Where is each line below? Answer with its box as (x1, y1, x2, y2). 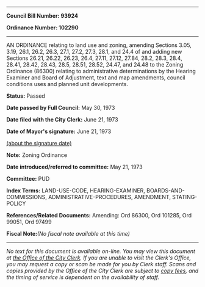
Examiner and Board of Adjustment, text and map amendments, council (6, 74, 185, 81)
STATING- (171, 194, 198, 200)
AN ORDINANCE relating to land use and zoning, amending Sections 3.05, (6, 42, 192, 49)
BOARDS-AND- (146, 187, 185, 194)
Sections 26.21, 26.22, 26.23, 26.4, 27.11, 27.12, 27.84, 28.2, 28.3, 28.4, (6, 54, 182, 62)
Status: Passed (6, 92, 46, 100)
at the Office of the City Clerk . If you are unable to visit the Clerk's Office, (6, 254, 192, 261)
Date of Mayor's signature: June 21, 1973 (6, 128, 112, 135)
